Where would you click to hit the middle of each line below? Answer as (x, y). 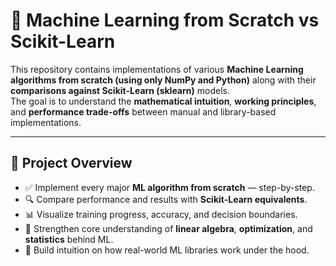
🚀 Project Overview (71, 163)
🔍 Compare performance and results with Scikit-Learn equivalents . (166, 199)
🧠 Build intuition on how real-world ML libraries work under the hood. (167, 250)
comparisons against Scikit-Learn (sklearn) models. (120, 90)
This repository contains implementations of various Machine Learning (157, 69)
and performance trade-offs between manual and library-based (143, 111)
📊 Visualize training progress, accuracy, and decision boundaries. (161, 214)
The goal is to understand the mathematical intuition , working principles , (163, 101)
